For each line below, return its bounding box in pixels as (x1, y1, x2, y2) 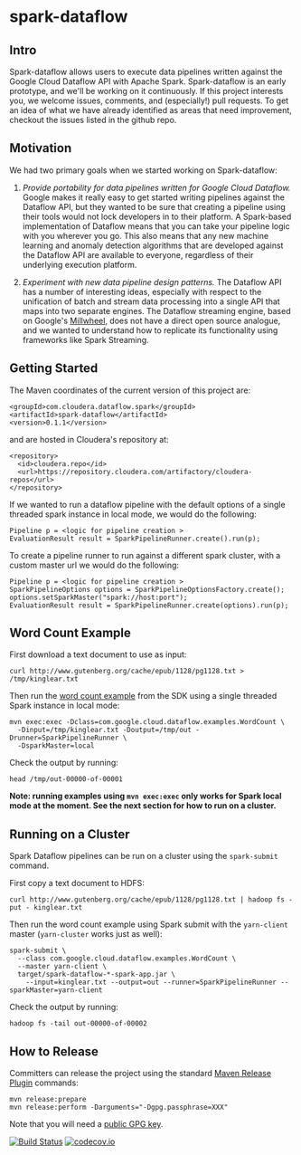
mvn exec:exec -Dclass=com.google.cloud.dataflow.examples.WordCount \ (9, 718, 285, 727)
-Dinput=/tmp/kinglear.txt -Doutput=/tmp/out (17, 726, 193, 735)
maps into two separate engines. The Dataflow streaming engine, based (22, 305, 291, 316)
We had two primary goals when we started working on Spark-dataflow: (9, 165, 277, 176)
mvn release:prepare (9, 1095, 88, 1104)
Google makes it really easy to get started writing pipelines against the (22, 192, 285, 203)
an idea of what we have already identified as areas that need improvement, (9, 105, 292, 115)
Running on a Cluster (9, 826, 130, 842)
